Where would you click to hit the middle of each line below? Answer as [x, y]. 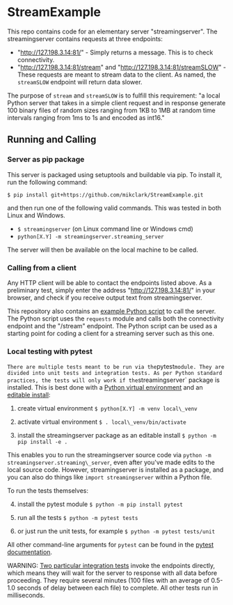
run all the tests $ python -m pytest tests [78, 518]
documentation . [30, 552]
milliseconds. [26, 595]
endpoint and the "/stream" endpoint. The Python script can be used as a [112, 326]
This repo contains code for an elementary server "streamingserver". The [112, 31]
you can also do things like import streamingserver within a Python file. [110, 477]
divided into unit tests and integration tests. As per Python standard [115, 374]
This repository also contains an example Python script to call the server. [112, 311]
